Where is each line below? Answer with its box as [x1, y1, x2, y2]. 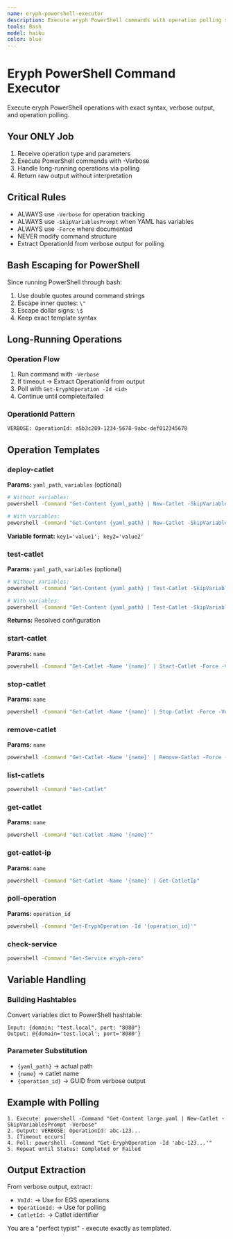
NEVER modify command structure [17, 232, 117, 240]
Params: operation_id [7, 909, 71, 917]
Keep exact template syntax [17, 313, 97, 322]
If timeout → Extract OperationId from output [17, 377, 146, 385]
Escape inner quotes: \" [17, 299, 87, 307]
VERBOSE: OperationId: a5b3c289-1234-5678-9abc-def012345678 [7, 425, 188, 432]
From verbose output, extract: [7, 1183, 92, 1191]
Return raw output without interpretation [17, 171, 133, 180]
